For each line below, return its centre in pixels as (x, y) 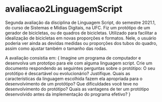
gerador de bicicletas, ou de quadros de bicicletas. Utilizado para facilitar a (81, 33)
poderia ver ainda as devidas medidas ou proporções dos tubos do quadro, (81, 43)
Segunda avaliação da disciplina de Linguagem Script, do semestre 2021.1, (81, 22)
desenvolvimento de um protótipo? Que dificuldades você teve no (72, 83)
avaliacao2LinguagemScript (64, 9)
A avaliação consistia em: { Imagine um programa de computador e (73, 58)
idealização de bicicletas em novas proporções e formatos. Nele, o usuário (81, 38)
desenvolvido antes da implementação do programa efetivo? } (68, 94)
